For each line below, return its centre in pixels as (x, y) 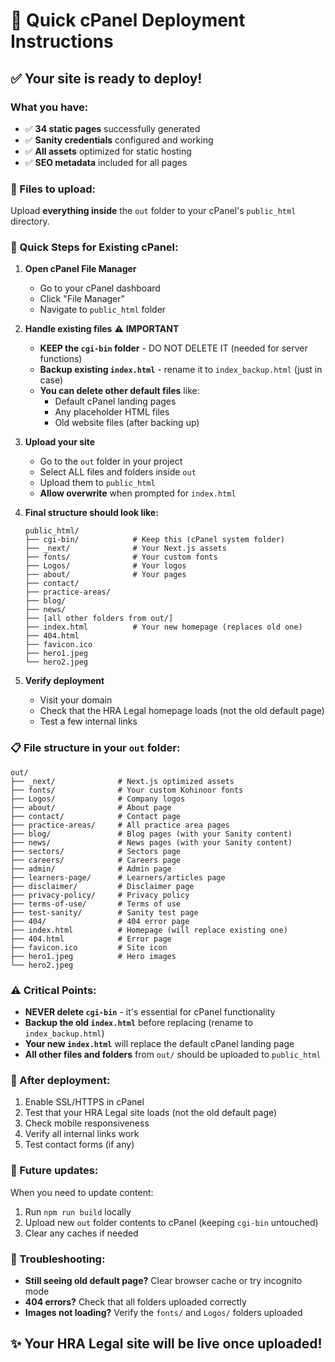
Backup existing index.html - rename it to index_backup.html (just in (181, 370)
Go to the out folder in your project (111, 461)
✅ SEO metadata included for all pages (106, 162)
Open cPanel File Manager (80, 269)
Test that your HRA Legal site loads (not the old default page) (151, 1113)
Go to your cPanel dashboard (100, 288)
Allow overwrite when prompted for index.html (138, 493)
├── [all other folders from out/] (99, 619)
